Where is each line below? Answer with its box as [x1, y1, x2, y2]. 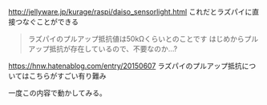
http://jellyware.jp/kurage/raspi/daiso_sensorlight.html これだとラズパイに [8, 7, 253, 16]
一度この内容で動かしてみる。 [8, 88, 107, 98]
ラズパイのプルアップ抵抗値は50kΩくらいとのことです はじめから [27, 34, 245, 43]
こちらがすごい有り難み [29, 71, 107, 80]
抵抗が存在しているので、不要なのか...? [49, 44, 178, 54]
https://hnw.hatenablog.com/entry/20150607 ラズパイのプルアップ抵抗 [8, 61, 242, 71]
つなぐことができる [14, 17, 79, 26]
